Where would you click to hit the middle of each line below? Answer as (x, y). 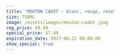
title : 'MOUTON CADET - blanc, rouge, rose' (61, 11)
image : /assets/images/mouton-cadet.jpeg (57, 22)
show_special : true (30, 44)
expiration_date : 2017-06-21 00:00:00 (53, 38)
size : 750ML (20, 17)
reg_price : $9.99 (27, 28)
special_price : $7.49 (32, 33)
